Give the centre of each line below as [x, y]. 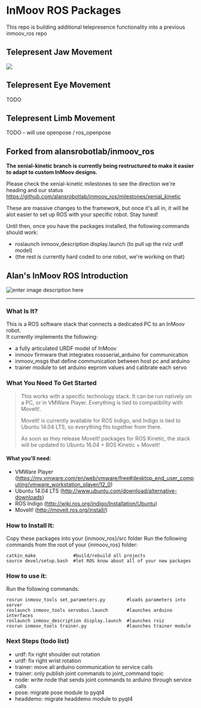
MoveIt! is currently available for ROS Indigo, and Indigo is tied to [101, 420]
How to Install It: [31, 525]
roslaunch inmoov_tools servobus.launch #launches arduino [89, 610]
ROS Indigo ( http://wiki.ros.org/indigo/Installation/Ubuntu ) [86, 503]
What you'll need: [29, 458]
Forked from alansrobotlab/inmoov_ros [80, 151]
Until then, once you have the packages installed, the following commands [98, 226]
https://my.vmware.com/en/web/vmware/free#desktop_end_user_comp [106, 478]
